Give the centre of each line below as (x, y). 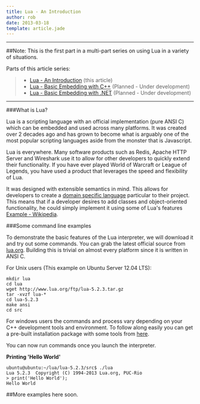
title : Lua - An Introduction (44, 12)
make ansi (18, 305)
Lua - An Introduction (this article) (71, 80)
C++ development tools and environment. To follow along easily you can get (100, 328)
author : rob (21, 17)
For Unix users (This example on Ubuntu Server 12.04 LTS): (79, 268)
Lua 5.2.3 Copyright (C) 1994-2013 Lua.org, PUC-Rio (74, 373)
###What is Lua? (27, 110)
